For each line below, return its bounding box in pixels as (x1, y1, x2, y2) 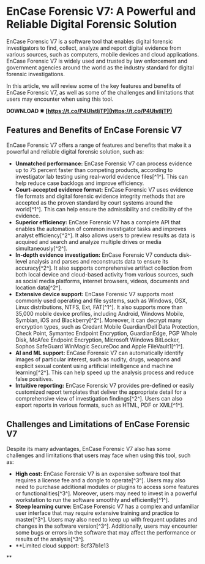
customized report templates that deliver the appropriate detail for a (15, 388, 187, 396)
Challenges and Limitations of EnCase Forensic (6, 419, 190, 429)
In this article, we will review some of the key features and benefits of (6, 82, 182, 90)
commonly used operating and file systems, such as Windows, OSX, (15, 297, 188, 304)
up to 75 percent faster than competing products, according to (15, 166, 173, 173)
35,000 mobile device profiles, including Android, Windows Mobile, (15, 310, 185, 317)
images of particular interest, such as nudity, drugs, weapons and (15, 355, 181, 363)
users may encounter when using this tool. (6, 95, 114, 103)
